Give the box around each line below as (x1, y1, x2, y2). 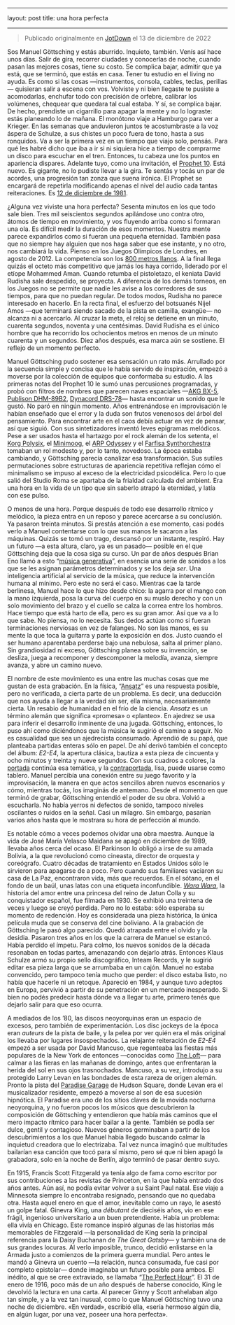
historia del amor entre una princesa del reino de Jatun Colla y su (7, 889, 196, 897)
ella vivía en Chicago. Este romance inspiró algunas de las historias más (7, 1221, 215, 1229)
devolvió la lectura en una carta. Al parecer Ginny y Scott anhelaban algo (7, 1288, 218, 1296)
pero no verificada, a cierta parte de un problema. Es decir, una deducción (7, 689, 222, 697)
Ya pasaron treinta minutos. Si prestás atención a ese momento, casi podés (7, 519, 225, 528)
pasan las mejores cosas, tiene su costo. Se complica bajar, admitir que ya (7, 62, 222, 71)
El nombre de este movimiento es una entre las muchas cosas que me (7, 675, 209, 682)
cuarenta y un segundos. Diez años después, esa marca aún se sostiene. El (7, 337, 225, 344)
